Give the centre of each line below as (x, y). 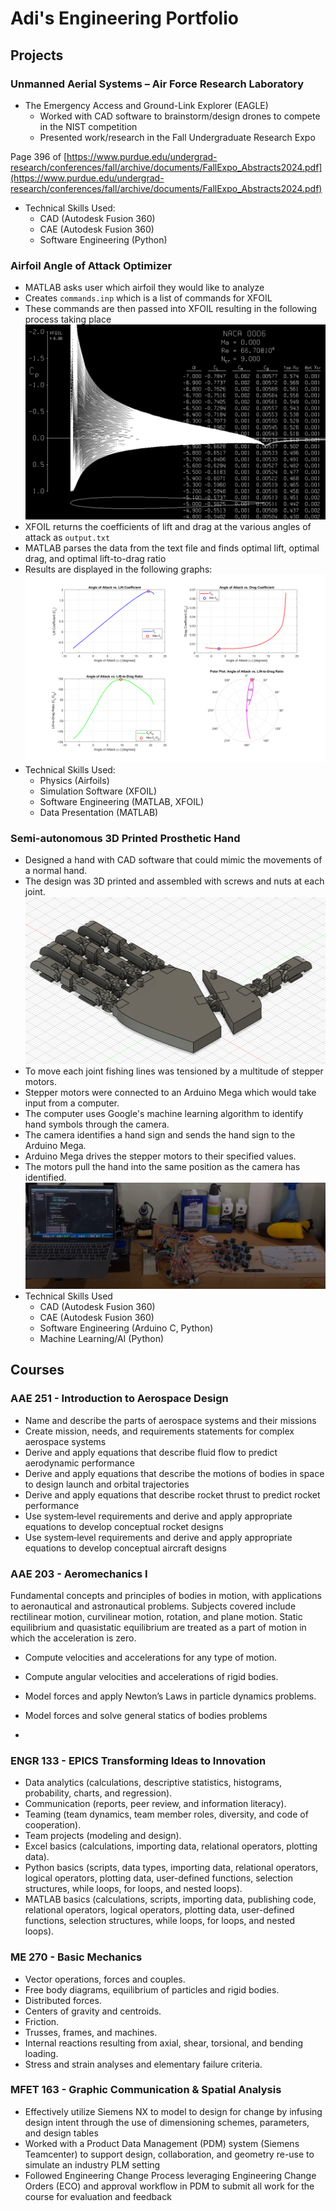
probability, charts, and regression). (98, 1793)
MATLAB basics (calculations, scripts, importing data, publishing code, (170, 1899)
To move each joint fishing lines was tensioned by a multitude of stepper (174, 1071)
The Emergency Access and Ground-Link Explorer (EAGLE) (146, 105)
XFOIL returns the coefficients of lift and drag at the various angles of (168, 527)
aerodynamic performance (79, 1463)
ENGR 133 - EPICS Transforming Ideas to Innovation (138, 1760)
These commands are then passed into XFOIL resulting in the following (171, 309)
